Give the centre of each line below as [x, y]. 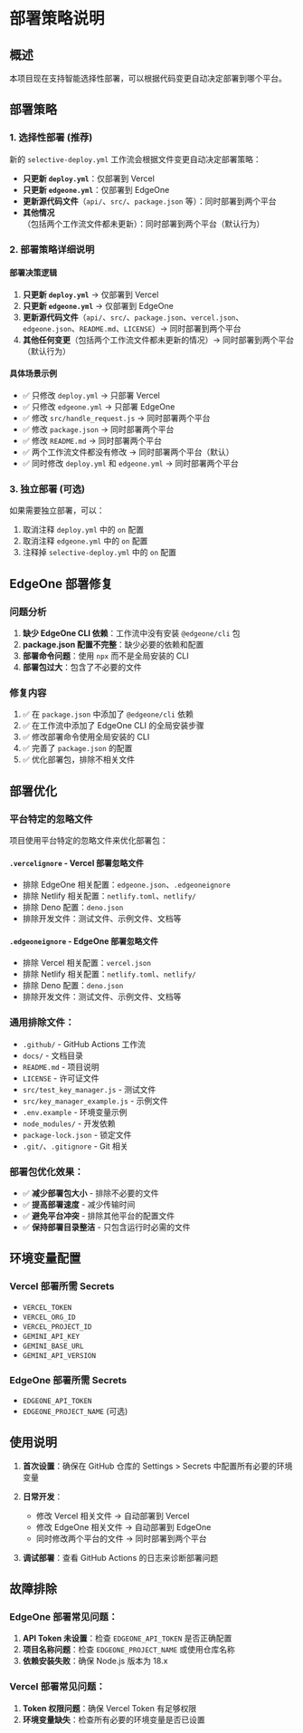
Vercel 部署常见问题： [57, 1687]
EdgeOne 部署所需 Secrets [68, 1380]
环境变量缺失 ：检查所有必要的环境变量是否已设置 [114, 1719]
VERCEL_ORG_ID [49, 1317]
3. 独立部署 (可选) [47, 488]
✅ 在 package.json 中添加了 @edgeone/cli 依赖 [108, 714]
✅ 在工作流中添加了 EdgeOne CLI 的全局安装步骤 [114, 726]
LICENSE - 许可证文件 [61, 1078]
